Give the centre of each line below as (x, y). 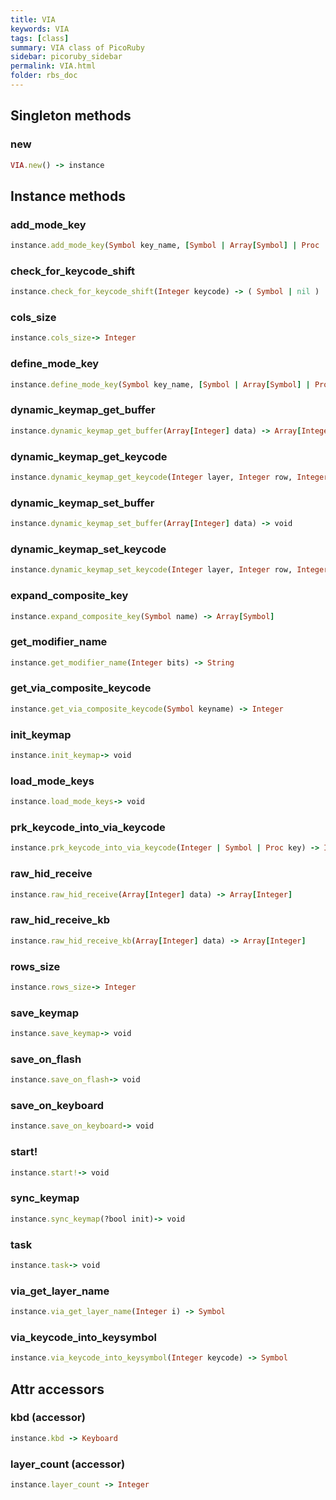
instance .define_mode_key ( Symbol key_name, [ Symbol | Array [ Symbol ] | (160, 384)
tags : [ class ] (40, 38)
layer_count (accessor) (68, 1464)
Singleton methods (71, 116)
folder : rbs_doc (44, 76)
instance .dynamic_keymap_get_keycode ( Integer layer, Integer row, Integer (169, 477)
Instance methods (68, 196)
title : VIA (33, 19)
